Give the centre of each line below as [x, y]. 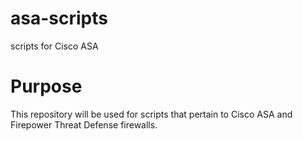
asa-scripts [59, 18]
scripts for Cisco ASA [54, 46]
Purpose [46, 86]
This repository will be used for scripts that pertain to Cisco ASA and [151, 114]
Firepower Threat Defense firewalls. [84, 124]
